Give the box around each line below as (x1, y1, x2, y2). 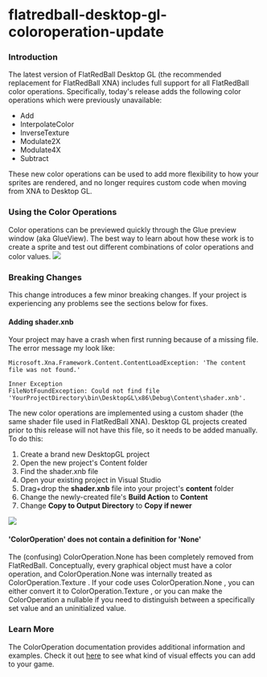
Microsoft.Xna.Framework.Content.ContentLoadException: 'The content (8, 359, 247, 367)
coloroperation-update (8, 23, 165, 41)
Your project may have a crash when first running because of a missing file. (8, 335, 259, 345)
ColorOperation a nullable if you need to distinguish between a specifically (8, 595, 255, 605)
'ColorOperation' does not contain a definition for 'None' (8, 534, 202, 544)
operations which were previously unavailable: (8, 95, 162, 105)
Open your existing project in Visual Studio (19, 475, 162, 485)
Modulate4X (19, 145, 62, 155)
